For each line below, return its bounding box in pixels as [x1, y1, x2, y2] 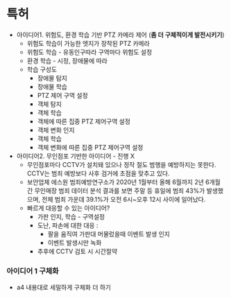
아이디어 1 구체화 [6, 266, 60, 276]
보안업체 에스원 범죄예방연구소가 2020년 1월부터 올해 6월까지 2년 [26, 177, 204, 186]
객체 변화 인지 [37, 125, 75, 134]
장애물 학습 [37, 82, 67, 91]
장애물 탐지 [37, 73, 67, 82]
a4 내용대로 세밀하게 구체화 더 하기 [16, 283, 112, 292]
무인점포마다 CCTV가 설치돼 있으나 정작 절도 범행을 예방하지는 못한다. [26, 160, 216, 168]
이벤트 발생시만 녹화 [47, 238, 102, 247]
